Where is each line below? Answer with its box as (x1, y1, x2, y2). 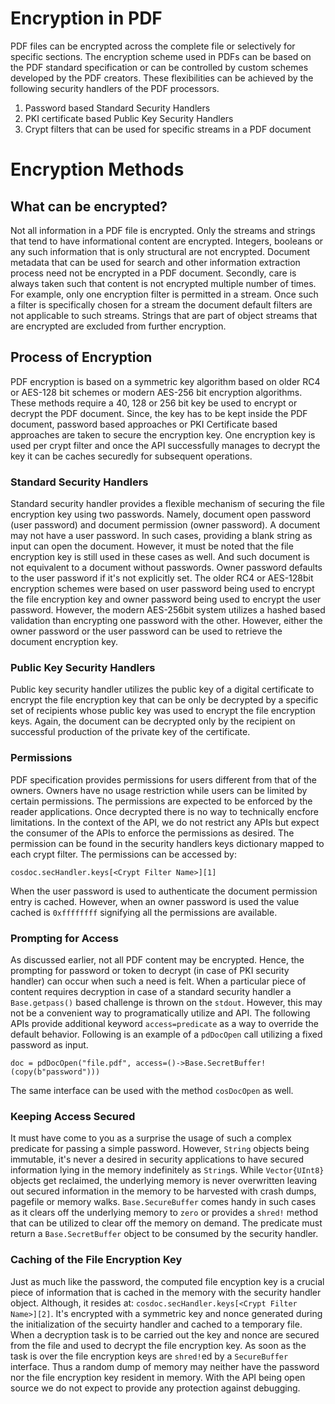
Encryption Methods (10, 158, 185, 181)
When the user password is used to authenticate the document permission (10, 885, 318, 897)
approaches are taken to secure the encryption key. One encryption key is (10, 428, 316, 441)
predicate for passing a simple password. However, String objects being (10, 1143, 310, 1155)
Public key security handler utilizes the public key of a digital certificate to (10, 683, 315, 696)
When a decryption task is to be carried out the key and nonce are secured (10, 1328, 320, 1341)
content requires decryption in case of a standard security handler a (10, 985, 292, 997)
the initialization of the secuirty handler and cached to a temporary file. (10, 1318, 303, 1330)
